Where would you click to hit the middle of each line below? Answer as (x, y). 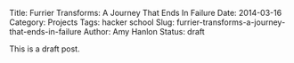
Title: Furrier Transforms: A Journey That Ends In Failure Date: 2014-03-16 (146, 13)
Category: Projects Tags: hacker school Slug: (92, 22)
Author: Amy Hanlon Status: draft (144, 31)
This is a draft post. (45, 49)
